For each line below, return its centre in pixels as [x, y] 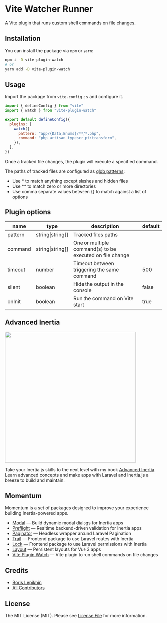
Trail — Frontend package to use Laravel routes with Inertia [73, 539]
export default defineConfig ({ [38, 119]
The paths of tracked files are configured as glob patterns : [65, 171]
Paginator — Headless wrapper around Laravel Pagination [72, 533]
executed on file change [101, 255]
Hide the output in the [98, 284]
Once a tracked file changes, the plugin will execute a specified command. [82, 161]
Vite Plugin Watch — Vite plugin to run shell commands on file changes [85, 555]
